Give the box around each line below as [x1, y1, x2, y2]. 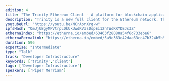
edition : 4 [5, 7, 28, 13]
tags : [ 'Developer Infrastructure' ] [5, 63, 82, 68]
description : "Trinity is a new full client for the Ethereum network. [5, 17, 158, 22]
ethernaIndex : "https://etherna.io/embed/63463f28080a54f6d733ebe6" [5, 31, 152, 36]
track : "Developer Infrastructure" [5, 54, 80, 59]
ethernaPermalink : [5, 36, 44, 41]
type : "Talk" [5, 49, 33, 54]
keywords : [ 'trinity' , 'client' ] [5, 59, 73, 64]
